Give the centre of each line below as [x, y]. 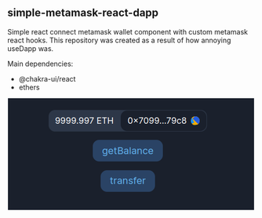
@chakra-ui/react [47, 78]
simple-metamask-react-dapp [83, 13]
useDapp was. [31, 48]
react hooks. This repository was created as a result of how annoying [119, 40]
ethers [29, 87]
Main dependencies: [40, 64]
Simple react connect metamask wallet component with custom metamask [128, 31]
